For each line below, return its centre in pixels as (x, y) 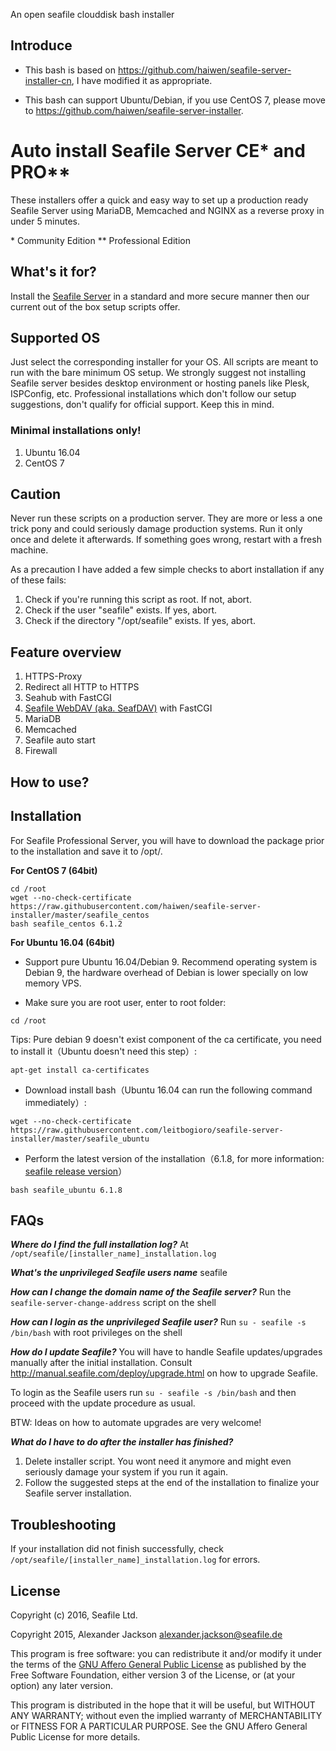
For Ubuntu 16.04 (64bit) (63, 942)
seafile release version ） (76, 1171)
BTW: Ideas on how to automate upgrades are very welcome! (136, 1423)
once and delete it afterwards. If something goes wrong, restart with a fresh (166, 540)
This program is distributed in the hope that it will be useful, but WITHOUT (163, 1705)
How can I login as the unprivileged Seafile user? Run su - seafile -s (158, 1322)
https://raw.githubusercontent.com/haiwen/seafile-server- (136, 906)
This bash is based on (70, 70)
